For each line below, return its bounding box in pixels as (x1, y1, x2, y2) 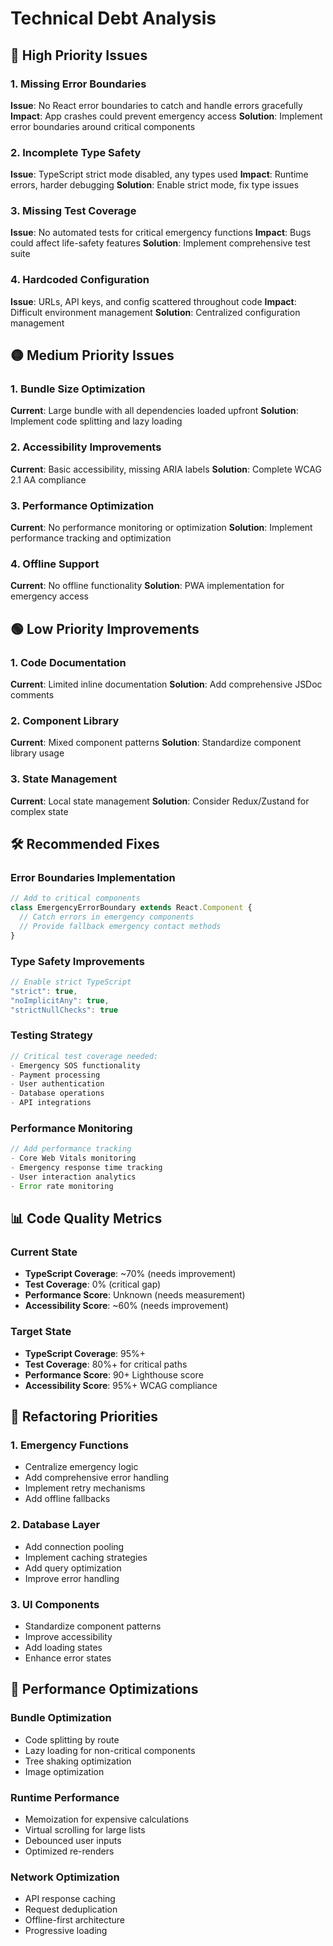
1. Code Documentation (10, 655, 127, 669)
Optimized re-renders (24, 1845, 115, 1857)
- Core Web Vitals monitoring (10, 1153, 137, 1164)
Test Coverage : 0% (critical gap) (24, 1278, 162, 1291)
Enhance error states (24, 1652, 112, 1664)
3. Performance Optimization (10, 498, 155, 512)
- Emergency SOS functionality (10, 1060, 141, 1071)
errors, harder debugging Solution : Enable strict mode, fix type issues (10, 179, 300, 191)
